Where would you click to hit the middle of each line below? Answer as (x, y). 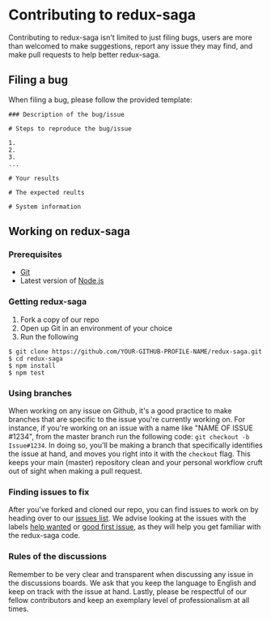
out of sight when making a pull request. (76, 471)
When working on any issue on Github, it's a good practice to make (120, 411)
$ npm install (32, 366)
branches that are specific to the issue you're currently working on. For (127, 420)
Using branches (40, 393)
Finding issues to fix (49, 492)
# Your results (34, 178)
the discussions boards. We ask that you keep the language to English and (132, 583)
